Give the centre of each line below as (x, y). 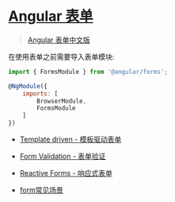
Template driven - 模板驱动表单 (70, 139)
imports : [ (40, 93)
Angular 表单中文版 (59, 40)
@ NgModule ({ (28, 86)
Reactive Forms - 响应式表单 (66, 173)
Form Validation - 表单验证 (63, 157)
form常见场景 (41, 190)
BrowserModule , (62, 101)
